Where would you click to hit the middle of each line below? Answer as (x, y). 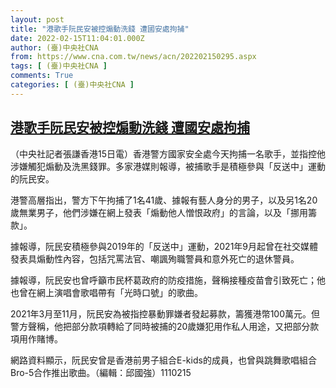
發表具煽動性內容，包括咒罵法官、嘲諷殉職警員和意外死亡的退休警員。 (155, 258)
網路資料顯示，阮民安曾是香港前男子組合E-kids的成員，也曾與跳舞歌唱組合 (163, 360)
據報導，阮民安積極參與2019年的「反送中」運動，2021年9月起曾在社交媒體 (164, 246)
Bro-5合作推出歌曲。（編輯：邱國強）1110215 (101, 372)
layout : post (37, 19)
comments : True (42, 76)
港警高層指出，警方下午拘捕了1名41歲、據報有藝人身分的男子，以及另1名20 (164, 200)
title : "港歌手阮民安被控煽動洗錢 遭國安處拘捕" (100, 29)
